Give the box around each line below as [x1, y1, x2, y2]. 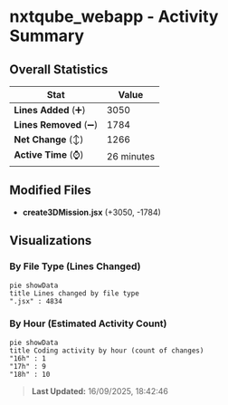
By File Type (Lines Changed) [9, 260, 141, 273]
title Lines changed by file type [9, 288, 140, 298]
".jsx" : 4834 [9, 296, 63, 305]
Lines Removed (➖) [14, 119, 98, 130]
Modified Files [9, 183, 92, 198]
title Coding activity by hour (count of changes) [9, 346, 204, 355]
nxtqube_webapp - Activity [9, 6, 219, 27]
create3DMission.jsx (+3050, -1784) [22, 207, 161, 217]
